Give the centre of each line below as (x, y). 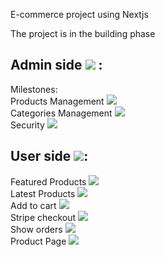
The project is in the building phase (83, 33)
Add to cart (33, 205)
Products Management (57, 101)
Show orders (36, 229)
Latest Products (43, 193)
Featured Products (48, 181)
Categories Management (61, 113)
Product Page (38, 241)
